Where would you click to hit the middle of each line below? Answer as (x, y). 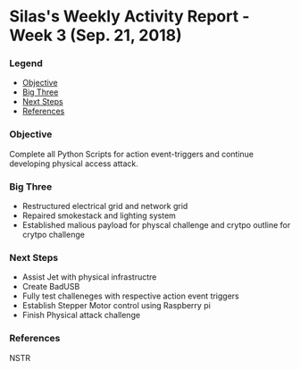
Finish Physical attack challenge (81, 315)
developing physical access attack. (74, 164)
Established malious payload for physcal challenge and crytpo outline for (156, 225)
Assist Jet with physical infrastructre (89, 277)
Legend (26, 63)
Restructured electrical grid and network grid (105, 206)
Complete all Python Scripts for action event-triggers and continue (132, 154)
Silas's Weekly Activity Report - (129, 17)
